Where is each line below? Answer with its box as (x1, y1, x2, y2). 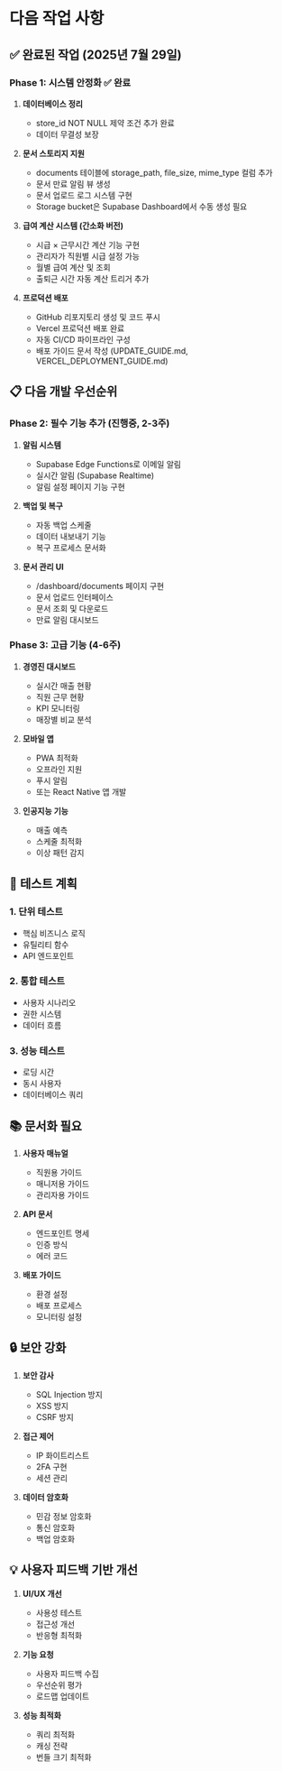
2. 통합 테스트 (9, 975, 66, 988)
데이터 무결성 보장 (35, 128, 99, 140)
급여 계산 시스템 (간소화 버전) (22, 220, 124, 231)
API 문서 (22, 1208, 53, 1219)
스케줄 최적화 (35, 835, 83, 846)
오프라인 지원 (35, 763, 83, 774)
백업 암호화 (35, 1533, 75, 1544)
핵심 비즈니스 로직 (22, 927, 86, 938)
